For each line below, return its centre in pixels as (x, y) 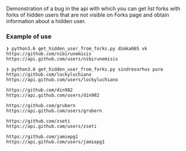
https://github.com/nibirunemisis (49, 54)
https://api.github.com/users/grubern (54, 111)
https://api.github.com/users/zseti (51, 127)
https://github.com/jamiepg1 (42, 137)
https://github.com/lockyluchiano (49, 75)
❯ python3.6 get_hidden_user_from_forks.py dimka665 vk (77, 49)
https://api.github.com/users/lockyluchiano (62, 80)
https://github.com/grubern (41, 106)
